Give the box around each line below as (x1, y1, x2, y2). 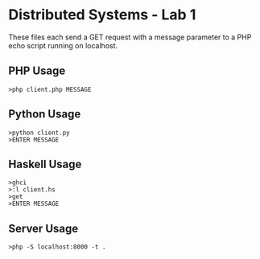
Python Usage (8, 107, 81, 121)
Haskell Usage (8, 157, 82, 171)
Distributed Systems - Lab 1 (8, 6, 196, 24)
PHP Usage (8, 64, 66, 78)
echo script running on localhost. (8, 40, 118, 50)
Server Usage (8, 221, 79, 235)
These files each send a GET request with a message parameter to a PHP (8, 32, 252, 42)
